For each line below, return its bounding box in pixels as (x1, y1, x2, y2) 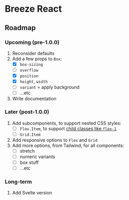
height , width (19, 79, 48, 85)
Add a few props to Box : (12, 56, 62, 62)
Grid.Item (19, 132, 41, 137)
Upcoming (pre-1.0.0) (5, 39, 60, 46)
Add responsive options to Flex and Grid (12, 137, 98, 143)
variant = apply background (19, 84, 80, 90)
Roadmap (5, 23, 36, 32)
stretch (19, 147, 35, 154)
